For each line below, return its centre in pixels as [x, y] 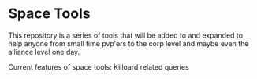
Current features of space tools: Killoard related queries [99, 66]
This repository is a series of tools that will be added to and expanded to [125, 35]
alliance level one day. [44, 52]
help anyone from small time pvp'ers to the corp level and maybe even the [128, 43]
